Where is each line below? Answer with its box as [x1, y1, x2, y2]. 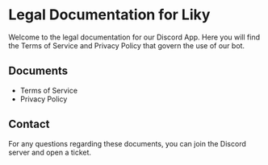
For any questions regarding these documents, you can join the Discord [8, 138, 246, 148]
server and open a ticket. [8, 147, 91, 157]
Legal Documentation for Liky [8, 6, 211, 24]
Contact [8, 118, 50, 131]
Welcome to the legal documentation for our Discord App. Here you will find [8, 32, 261, 42]
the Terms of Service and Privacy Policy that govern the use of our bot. [8, 40, 245, 50]
